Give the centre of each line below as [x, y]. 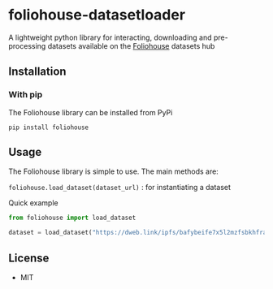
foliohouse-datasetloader [97, 15]
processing [27, 45]
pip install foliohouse [49, 127]
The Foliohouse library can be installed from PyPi [91, 112]
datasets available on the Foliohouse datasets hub [131, 45]
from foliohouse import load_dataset [72, 218]
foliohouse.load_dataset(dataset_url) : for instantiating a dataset [120, 188]
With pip [26, 95]
